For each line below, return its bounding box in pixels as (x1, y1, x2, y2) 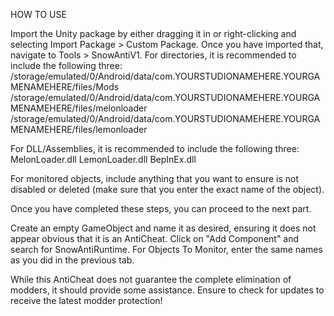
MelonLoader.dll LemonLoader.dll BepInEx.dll (10, 154, 197, 165)
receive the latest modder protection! (10, 295, 163, 306)
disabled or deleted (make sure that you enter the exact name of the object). (10, 184, 325, 195)
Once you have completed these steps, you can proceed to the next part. (10, 203, 312, 214)
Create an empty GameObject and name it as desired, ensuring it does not (10, 222, 317, 234)
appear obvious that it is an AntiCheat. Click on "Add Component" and (10, 233, 300, 244)
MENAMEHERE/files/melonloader (10, 102, 148, 114)
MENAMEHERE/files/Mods (10, 81, 120, 93)
